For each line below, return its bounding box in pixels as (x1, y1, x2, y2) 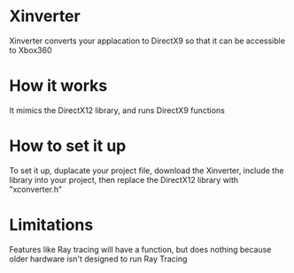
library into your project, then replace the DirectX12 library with (9, 174, 239, 185)
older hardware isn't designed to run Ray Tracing (9, 254, 188, 264)
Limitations (9, 215, 94, 235)
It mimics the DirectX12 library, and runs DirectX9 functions (9, 104, 226, 116)
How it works (9, 76, 108, 96)
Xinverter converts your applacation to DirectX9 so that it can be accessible (9, 35, 286, 46)
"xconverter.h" (9, 184, 63, 194)
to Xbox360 (9, 44, 52, 55)
